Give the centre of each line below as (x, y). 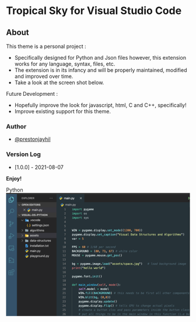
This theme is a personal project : (46, 46)
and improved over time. (44, 76)
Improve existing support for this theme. (62, 111)
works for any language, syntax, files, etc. (65, 64)
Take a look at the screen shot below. (59, 82)
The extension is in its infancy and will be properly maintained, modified (101, 70)
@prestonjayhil (32, 139)
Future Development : (32, 94)
